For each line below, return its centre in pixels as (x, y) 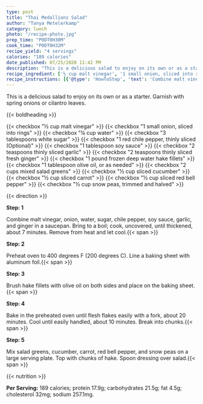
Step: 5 (16, 340)
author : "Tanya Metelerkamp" (43, 23)
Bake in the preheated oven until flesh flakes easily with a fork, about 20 (96, 316)
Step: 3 (16, 274)
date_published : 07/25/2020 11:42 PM (54, 62)
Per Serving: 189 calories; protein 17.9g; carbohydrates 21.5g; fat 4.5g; (94, 388)
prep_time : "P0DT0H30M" (36, 40)
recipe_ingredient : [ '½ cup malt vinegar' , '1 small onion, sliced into (100, 74)
